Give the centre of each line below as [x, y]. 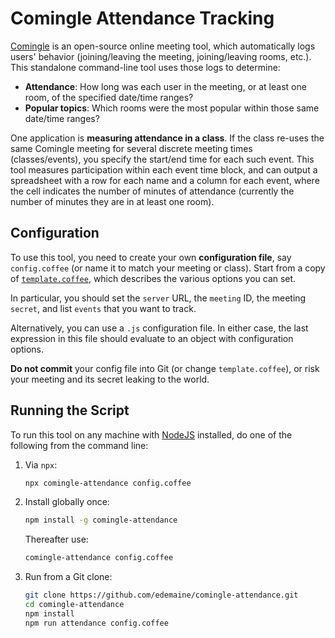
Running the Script [70, 410]
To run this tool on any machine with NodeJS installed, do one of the [151, 434]
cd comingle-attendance [74, 605]
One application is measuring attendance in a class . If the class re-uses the [167, 138]
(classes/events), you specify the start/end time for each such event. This [162, 159]
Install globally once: [67, 502]
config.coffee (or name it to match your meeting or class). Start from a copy [168, 268]
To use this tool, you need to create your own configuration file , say [151, 257]
